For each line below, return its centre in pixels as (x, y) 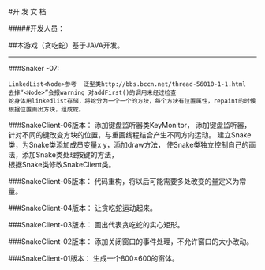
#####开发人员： (37, 28)
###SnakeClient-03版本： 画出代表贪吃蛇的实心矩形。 (96, 225)
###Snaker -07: (34, 68)
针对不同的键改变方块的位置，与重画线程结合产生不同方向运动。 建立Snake (130, 135)
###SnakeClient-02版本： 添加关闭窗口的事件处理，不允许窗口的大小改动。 (131, 242)
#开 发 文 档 (27, 11)
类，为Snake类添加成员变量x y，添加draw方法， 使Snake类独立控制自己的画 (132, 145)
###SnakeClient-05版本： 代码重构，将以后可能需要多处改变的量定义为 (124, 181)
